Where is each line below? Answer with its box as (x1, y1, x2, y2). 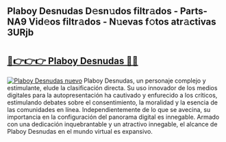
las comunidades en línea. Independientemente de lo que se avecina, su (7, 106, 211, 113)
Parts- (179, 5, 208, 17)
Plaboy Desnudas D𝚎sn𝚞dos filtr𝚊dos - (7, 5, 178, 17)
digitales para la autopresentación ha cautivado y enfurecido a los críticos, (7, 91, 218, 99)
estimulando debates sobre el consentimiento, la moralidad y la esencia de (7, 98, 218, 106)
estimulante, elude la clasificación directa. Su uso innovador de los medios (7, 84, 218, 91)
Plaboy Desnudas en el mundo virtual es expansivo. (7, 128, 153, 135)
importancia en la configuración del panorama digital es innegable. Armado (7, 113, 220, 121)
